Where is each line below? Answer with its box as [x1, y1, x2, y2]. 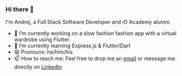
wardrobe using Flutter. [14, 36, 71, 43]
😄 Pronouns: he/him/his [14, 49, 73, 56]
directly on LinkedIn [14, 64, 62, 71]
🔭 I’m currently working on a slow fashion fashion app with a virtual [14, 30, 177, 37]
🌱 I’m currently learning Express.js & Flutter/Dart [14, 42, 131, 49]
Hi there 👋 [5, 5, 35, 13]
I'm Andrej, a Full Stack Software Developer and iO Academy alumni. [5, 19, 171, 26]
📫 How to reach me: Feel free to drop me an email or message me [14, 55, 176, 62]
